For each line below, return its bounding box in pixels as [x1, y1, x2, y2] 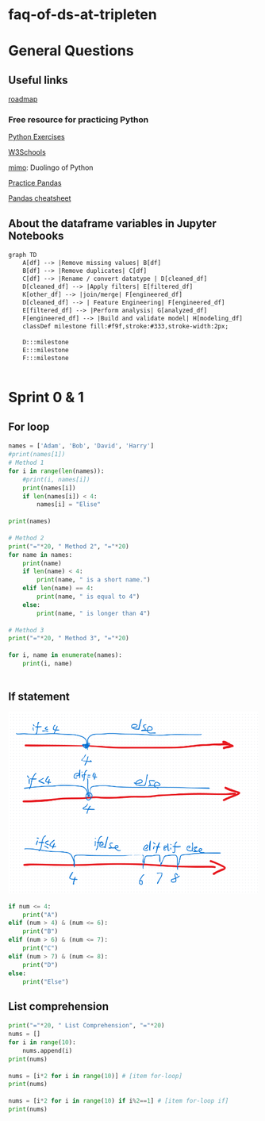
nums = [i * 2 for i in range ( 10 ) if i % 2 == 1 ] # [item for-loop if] [8, 1097, 229, 1105]
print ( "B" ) [22, 927, 59, 935]
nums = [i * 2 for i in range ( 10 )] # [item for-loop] [8, 1072, 182, 1080]
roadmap [8, 94, 38, 104]
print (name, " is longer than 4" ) [36, 609, 151, 617]
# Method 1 [8, 459, 44, 467]
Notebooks [8, 228, 64, 243]
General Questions [8, 42, 134, 60]
